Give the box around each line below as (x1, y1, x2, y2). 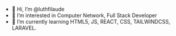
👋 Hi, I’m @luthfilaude (11, 6, 65, 12)
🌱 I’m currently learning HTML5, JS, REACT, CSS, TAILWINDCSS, (11, 18, 171, 25)
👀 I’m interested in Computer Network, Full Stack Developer (11, 12, 158, 19)
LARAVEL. (11, 24, 37, 31)
